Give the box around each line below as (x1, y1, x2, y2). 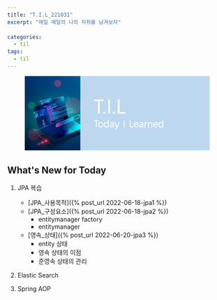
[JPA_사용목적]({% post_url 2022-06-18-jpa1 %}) (27, 199, 167, 207)
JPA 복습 (17, 184, 43, 192)
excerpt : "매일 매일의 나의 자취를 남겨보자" (7, 18, 121, 26)
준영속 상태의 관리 (38, 257, 87, 266)
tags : (7, 48, 23, 55)
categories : (7, 34, 42, 41)
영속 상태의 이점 (38, 248, 82, 257)
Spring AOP (17, 285, 51, 293)
